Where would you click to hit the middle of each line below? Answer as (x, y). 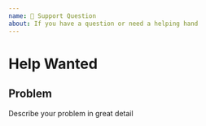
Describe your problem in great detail (71, 113)
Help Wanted (53, 64)
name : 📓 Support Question (52, 16)
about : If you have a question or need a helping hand (103, 24)
